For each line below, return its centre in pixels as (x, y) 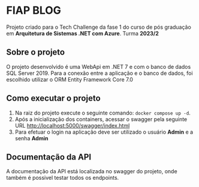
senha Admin (31, 138)
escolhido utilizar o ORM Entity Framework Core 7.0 (70, 79)
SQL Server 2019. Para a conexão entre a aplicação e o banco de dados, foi (99, 73)
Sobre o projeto (35, 52)
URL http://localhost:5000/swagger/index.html (72, 125)
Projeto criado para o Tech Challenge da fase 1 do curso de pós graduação (99, 27)
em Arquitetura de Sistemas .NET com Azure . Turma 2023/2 (82, 33)
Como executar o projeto (53, 99)
